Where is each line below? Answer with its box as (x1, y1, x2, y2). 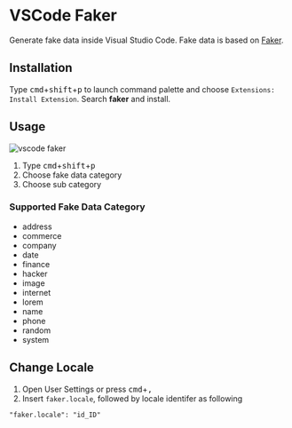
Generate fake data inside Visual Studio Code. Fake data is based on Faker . (9, 35, 284, 45)
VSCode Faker (9, 5, 118, 26)
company (21, 240, 57, 250)
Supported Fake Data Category (9, 201, 146, 213)
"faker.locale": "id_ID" (9, 410, 101, 419)
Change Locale (9, 361, 95, 376)
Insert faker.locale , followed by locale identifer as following (21, 392, 243, 404)
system (21, 334, 50, 345)
